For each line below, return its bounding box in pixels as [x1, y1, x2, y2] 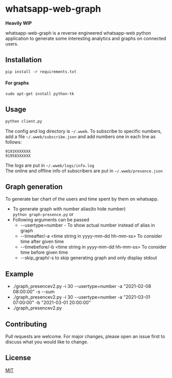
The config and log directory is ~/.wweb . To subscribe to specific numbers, [5, 128, 162, 134]
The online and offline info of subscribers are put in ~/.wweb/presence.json [5, 167, 163, 174]
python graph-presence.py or [12, 211, 74, 217]
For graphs [5, 80, 29, 86]
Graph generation [5, 183, 63, 191]
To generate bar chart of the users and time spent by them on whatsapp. [5, 196, 159, 202]
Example [5, 270, 34, 278]
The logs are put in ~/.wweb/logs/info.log [5, 162, 95, 168]
